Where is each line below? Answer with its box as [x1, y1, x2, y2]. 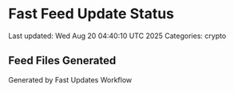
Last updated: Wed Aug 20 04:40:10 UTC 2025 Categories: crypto [8, 31, 227, 40]
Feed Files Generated [8, 54, 117, 67]
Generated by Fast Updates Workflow [8, 75, 133, 84]
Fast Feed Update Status [8, 5, 174, 23]
